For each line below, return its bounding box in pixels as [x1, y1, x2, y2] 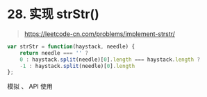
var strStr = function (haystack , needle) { [7, 43, 135, 50]
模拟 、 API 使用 [7, 82, 53, 91]
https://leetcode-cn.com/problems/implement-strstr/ [24, 29, 176, 38]
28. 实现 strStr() [7, 6, 99, 22]
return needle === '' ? [19, 49, 89, 56]
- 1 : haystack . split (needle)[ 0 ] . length [19, 62, 135, 69]
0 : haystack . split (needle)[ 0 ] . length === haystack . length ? [19, 56, 201, 63]
